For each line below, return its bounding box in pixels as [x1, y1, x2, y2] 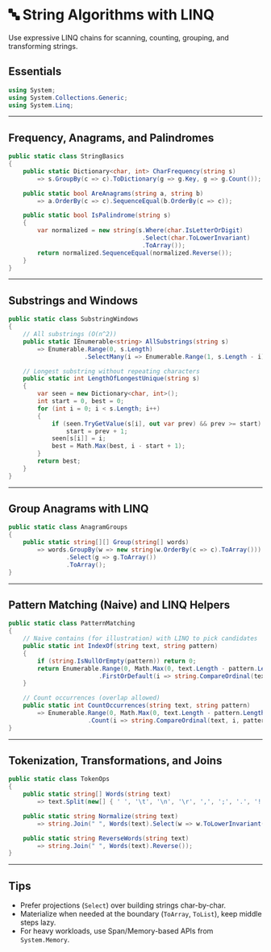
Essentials [8, 64, 62, 78]
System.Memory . [19, 935, 70, 945]
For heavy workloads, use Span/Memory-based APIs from [19, 926, 214, 936]
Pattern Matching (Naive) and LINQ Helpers [8, 598, 231, 612]
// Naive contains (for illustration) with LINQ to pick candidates [23, 634, 258, 642]
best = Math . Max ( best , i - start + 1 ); [51, 442, 186, 451]
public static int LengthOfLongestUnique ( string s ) [23, 375, 200, 383]
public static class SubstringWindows [8, 315, 139, 323]
